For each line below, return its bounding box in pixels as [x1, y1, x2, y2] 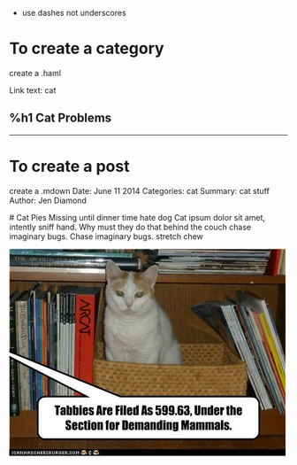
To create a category [9, 39, 165, 58]
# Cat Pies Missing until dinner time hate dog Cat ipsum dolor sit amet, [9, 212, 266, 222]
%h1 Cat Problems [9, 111, 112, 126]
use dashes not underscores [21, 8, 126, 18]
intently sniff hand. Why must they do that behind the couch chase [9, 221, 252, 232]
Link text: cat [9, 84, 57, 96]
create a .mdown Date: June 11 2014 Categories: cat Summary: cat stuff [9, 185, 270, 196]
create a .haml [9, 67, 62, 78]
